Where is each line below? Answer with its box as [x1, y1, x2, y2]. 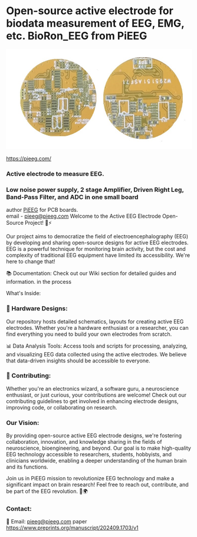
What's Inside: [6, 290, 41, 297]
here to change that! [6, 258, 55, 265]
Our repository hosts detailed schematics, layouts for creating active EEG [6, 317, 184, 325]
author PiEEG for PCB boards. [6, 207, 78, 214]
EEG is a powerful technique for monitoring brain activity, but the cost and [6, 245, 186, 253]
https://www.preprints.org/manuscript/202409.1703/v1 [6, 524, 139, 532]
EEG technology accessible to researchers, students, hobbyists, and [6, 451, 172, 458]
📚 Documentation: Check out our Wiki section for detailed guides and [6, 270, 177, 277]
